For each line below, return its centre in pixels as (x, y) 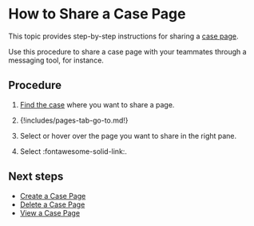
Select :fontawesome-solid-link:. (73, 151)
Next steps (36, 177)
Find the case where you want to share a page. (97, 104)
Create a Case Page (53, 196)
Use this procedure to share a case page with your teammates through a (127, 51)
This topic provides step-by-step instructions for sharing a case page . (123, 36)
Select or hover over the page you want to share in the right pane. (128, 135)
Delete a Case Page (52, 204)
